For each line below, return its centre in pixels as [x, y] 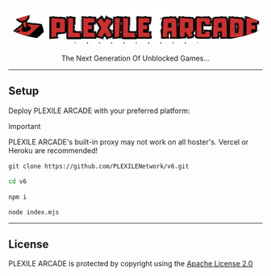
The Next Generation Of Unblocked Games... [135, 58]
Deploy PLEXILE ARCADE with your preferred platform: [99, 111]
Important [25, 126]
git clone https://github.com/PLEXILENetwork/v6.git [99, 166]
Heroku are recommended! [53, 150]
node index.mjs [34, 212]
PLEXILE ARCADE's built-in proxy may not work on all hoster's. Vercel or [129, 142]
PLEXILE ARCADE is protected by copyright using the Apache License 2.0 [131, 264]
